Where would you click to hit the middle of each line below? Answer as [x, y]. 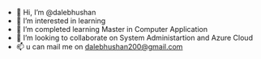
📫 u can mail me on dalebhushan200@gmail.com [99, 47]
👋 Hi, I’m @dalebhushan [56, 12]
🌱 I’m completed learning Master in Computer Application [112, 29]
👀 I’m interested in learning [61, 21]
